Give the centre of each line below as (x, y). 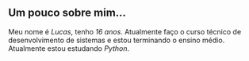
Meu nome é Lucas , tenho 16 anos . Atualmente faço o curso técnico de (125, 31)
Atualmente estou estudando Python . (69, 48)
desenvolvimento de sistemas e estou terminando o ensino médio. (117, 40)
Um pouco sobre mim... (67, 13)
